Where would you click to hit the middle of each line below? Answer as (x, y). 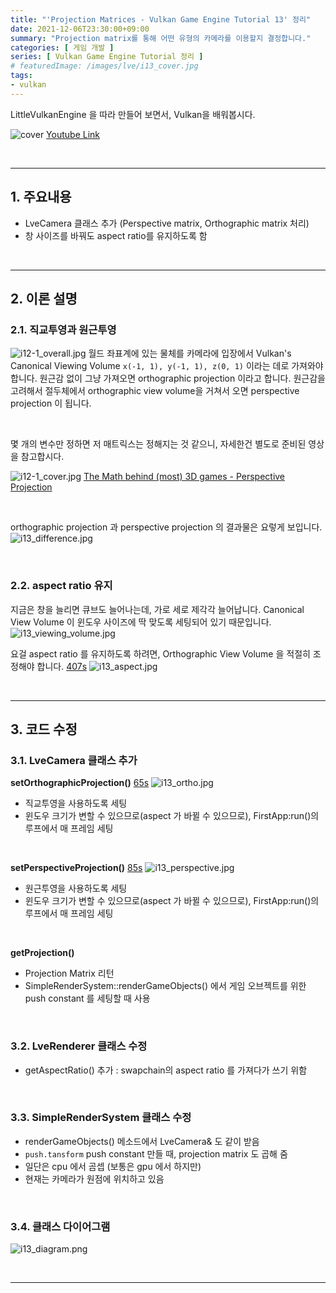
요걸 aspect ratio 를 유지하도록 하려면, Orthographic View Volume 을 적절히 (160, 653)
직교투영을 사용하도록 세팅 (76, 803)
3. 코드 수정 (44, 729)
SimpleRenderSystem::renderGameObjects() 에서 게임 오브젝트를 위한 (165, 986)
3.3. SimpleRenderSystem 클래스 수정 (101, 1118)
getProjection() (42, 953)
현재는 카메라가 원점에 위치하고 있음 (94, 1178)
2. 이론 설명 (44, 298)
